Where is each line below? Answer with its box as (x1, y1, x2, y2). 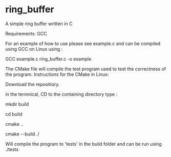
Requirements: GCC (5, 30, 47, 36)
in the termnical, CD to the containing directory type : (5, 91, 118, 97)
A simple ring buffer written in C (5, 21, 73, 27)
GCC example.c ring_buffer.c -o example (5, 55, 92, 62)
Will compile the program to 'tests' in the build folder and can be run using (5, 141, 162, 147)
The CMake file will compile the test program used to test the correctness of (5, 66, 166, 72)
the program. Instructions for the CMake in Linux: (5, 71, 109, 77)
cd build (5, 111, 23, 117)
